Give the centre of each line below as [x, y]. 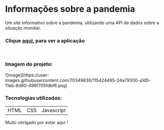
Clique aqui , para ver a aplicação [45, 40]
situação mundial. [23, 28]
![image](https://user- [27, 75]
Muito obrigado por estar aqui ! [36, 122]
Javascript [53, 110]
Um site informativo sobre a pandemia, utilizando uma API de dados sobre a [82, 23]
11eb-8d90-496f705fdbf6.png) [36, 85]
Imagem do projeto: [29, 64]
